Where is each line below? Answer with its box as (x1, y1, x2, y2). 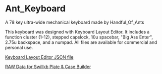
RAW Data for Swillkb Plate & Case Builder (5, 64, 91, 70)
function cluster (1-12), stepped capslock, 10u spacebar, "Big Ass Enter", (5, 34, 153, 40)
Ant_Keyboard (5, 3, 66, 14)
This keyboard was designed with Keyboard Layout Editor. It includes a (5, 29, 150, 35)
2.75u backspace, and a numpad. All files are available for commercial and (5, 39, 158, 45)
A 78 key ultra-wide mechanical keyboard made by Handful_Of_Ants (5, 19, 145, 25)
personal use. (5, 44, 33, 50)
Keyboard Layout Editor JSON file (5, 54, 74, 60)
